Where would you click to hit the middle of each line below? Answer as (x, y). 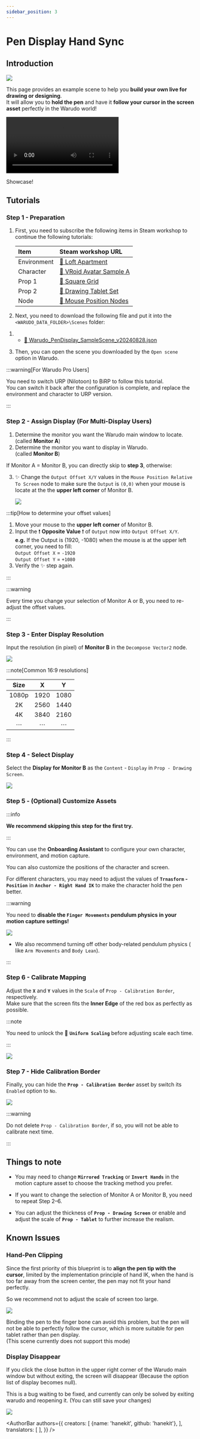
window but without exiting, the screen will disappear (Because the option (98, 1376)
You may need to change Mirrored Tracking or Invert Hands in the (97, 1177)
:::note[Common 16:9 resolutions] (47, 670)
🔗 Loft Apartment (84, 262)
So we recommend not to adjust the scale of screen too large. (82, 1299)
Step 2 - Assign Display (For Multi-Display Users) (79, 421)
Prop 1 (27, 282)
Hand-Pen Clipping (34, 1255)
